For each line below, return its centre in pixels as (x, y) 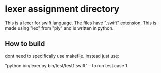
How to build (25, 44)
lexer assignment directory (62, 9)
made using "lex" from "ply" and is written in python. (59, 28)
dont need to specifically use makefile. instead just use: (62, 56)
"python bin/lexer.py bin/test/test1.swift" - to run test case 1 (66, 65)
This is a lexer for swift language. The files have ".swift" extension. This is (81, 23)
